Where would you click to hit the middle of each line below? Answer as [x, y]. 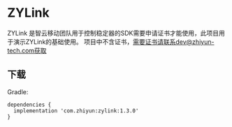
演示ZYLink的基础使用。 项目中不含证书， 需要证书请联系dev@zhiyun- [114, 42]
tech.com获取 [27, 50]
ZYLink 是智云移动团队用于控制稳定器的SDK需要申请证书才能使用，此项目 [113, 33]
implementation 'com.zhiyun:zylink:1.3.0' [76, 111]
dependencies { [29, 105]
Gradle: [18, 91]
